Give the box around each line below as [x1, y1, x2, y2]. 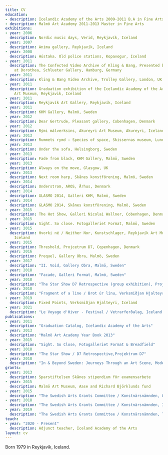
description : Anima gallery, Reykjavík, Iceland [9, 44, 113, 49]
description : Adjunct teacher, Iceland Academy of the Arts [9, 425, 137, 430]
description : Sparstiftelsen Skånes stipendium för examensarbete [9, 374, 151, 379]
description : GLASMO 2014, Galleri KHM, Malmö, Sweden [9, 193, 126, 198]
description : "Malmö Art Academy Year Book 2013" [9, 333, 115, 338]
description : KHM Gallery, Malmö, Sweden [9, 109, 97, 115]
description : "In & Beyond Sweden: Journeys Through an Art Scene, [9, 360, 153, 365]
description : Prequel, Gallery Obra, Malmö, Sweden [9, 253, 120, 259]
